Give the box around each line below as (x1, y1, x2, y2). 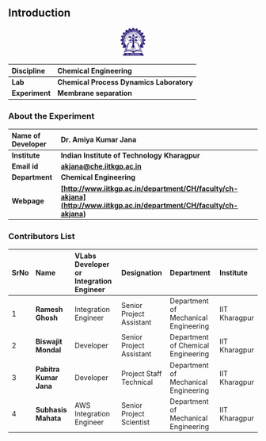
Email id (11, 162, 39, 171)
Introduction (8, 6, 71, 20)
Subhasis (35, 405, 67, 414)
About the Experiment (8, 110, 95, 121)
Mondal (35, 344, 62, 355)
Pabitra (35, 364, 60, 374)
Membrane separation (57, 89, 132, 98)
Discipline (11, 66, 46, 75)
